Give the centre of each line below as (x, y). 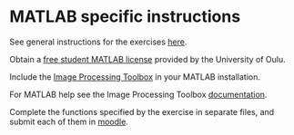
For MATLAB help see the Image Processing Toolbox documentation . (138, 94)
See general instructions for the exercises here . (98, 42)
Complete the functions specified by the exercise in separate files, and (142, 111)
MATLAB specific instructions (125, 17)
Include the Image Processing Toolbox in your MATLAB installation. (135, 77)
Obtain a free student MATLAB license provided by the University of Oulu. (148, 59)
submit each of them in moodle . (69, 121)
